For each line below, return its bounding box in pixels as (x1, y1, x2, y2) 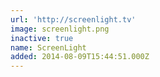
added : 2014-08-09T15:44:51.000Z (10, 52, 150, 62)
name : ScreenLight (10, 42, 87, 53)
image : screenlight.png (10, 24, 110, 34)
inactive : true (10, 33, 74, 43)
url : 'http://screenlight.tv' (10, 14, 137, 25)
